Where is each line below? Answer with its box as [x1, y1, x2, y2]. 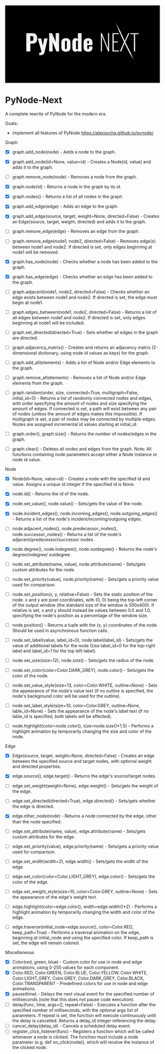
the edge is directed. [12, 804, 55, 810]
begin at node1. [12, 300, 43, 305]
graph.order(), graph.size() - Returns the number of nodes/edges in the [12, 431, 157, 437]
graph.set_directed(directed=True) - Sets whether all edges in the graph [12, 329, 158, 335]
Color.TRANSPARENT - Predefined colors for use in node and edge [12, 981, 148, 987]
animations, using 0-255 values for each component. [12, 964, 119, 970]
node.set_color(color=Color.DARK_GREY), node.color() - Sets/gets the [12, 667, 154, 673]
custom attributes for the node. [12, 567, 75, 572]
